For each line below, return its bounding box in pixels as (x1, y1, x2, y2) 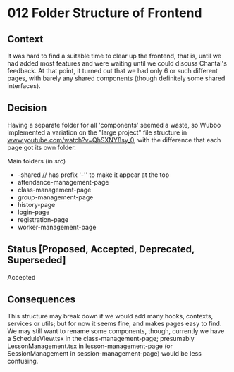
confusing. (7, 357, 39, 366)
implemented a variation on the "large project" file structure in (7, 128, 187, 137)
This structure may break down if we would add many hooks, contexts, (7, 312, 214, 321)
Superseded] (7, 254, 66, 266)
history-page (17, 200, 56, 209)
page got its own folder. (7, 143, 76, 151)
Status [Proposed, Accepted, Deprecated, (7, 243, 195, 255)
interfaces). (7, 82, 41, 89)
